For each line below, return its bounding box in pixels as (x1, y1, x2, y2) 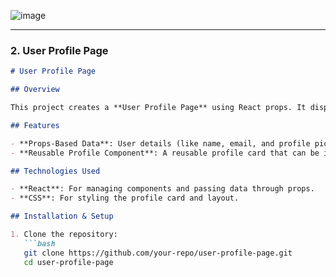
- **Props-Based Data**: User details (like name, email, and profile (10, 138, 311, 149)
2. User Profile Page (10, 43, 109, 57)
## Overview (10, 85, 60, 95)
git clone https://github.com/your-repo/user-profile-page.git (23, 248, 293, 258)
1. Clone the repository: (10, 230, 118, 240)
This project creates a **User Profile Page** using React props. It (10, 103, 307, 113)
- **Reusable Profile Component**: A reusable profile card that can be (10, 148, 320, 158)
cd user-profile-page (23, 257, 114, 267)
